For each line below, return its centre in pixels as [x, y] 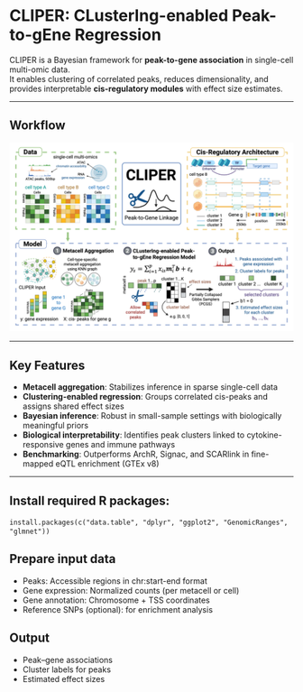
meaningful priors [55, 426]
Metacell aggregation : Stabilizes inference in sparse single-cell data [150, 387]
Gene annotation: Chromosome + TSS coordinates [116, 600]
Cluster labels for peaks [66, 669]
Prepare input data [63, 559]
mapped [38, 464]
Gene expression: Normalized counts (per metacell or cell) [131, 590]
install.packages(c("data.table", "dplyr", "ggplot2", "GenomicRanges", [149, 523]
